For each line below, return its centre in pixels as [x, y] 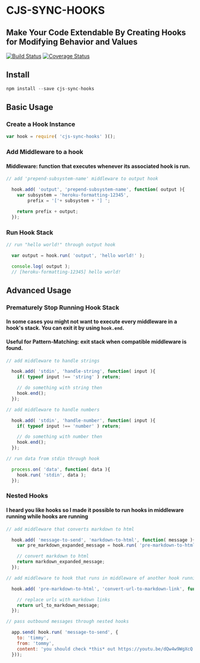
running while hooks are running [47, 517]
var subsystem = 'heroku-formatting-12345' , [73, 195]
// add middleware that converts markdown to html [70, 529]
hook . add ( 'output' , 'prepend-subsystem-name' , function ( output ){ [98, 190]
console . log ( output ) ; [41, 266]
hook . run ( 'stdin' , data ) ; [51, 475]
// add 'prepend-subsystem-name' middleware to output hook [82, 179]
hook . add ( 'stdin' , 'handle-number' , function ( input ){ [84, 420]
